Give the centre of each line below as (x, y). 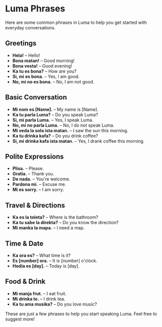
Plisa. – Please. (28, 168)
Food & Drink (25, 282)
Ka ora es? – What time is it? (41, 255)
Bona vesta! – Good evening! (42, 66)
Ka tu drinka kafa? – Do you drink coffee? (55, 136)
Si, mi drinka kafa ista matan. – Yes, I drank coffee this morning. (79, 141)
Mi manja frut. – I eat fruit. (39, 293)
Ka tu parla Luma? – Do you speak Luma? (55, 114)
